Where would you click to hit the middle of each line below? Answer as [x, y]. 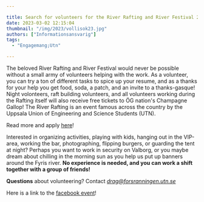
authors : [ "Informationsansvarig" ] [51, 34]
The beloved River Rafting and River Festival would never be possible [93, 68]
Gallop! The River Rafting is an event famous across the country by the [95, 107]
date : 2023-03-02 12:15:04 [40, 23]
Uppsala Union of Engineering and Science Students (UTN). [81, 113]
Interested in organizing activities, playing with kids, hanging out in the [94, 137]
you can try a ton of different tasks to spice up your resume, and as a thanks [102, 81]
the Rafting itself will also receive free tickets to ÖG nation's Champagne [97, 100]
